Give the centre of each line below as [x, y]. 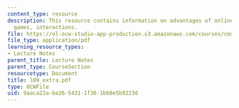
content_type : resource [43, 14]
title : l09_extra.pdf [39, 80]
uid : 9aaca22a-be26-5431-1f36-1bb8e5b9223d [73, 93]
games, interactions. [46, 27]
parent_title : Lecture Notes [51, 60]
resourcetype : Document [43, 73]
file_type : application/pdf [49, 40]
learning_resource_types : [46, 47]
